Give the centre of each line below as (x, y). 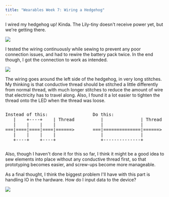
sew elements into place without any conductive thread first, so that (76, 159)
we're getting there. (26, 30)
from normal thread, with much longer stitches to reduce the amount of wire (84, 89)
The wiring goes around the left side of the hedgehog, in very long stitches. (84, 79)
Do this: (103, 114)
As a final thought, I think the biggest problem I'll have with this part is (78, 174)
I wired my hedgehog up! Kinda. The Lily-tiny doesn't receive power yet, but (84, 24)
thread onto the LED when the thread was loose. (55, 100)
